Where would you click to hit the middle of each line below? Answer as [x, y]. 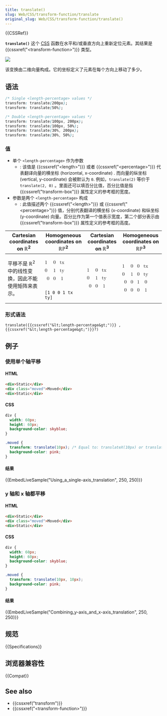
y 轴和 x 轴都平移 [25, 494]
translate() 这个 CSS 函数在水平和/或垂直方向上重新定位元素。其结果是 [79, 43]
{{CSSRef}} [17, 33]
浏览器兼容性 [25, 664]
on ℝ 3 [102, 248]
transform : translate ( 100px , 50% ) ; [42, 126]
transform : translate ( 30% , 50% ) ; [40, 135]
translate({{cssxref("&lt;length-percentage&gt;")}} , [63, 325]
